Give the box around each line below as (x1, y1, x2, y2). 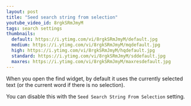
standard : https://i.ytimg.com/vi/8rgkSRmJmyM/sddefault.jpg (11, 53, 166, 59)
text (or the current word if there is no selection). (6, 81, 126, 88)
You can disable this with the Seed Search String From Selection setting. (6, 93, 185, 100)
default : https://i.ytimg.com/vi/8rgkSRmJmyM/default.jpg (11, 36, 158, 42)
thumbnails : (6, 31, 36, 37)
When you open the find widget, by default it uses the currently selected (6, 75, 183, 82)
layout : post (6, 8, 39, 15)
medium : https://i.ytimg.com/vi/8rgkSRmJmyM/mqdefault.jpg (11, 42, 161, 48)
